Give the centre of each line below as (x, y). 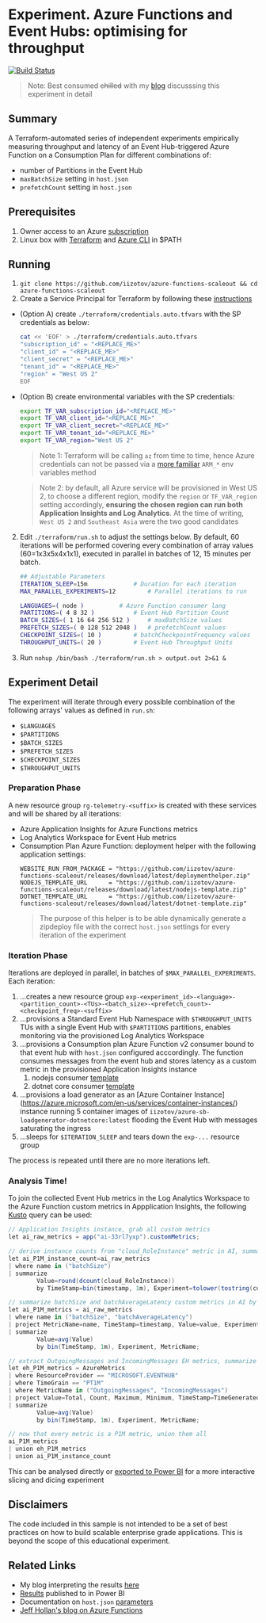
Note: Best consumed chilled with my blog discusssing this (123, 86)
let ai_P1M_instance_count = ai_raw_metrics (79, 1259)
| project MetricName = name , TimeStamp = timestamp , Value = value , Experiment (134, 1325)
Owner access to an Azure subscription (84, 231)
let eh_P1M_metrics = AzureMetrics (67, 1369)
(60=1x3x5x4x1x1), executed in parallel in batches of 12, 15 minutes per (135, 553)
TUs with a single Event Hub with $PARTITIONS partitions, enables (125, 1027)
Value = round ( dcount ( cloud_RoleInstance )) (106, 1281)
